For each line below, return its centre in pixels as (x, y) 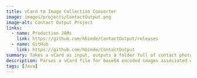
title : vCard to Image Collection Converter (61, 11)
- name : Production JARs (42, 33)
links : (14, 28)
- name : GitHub (30, 45)
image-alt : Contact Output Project (50, 22)
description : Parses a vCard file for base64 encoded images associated (97, 60)
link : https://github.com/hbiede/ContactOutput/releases (88, 39)
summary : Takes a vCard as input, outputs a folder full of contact (91, 55)
